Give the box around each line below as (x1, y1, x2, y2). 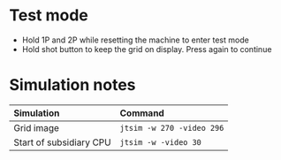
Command (119, 107, 165, 119)
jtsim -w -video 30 (119, 137, 201, 147)
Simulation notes (9, 75, 136, 95)
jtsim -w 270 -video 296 (119, 123, 224, 133)
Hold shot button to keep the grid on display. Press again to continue (21, 43, 272, 54)
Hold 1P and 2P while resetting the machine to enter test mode (21, 34, 249, 45)
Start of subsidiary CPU (13, 136, 112, 149)
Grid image (13, 121, 60, 133)
